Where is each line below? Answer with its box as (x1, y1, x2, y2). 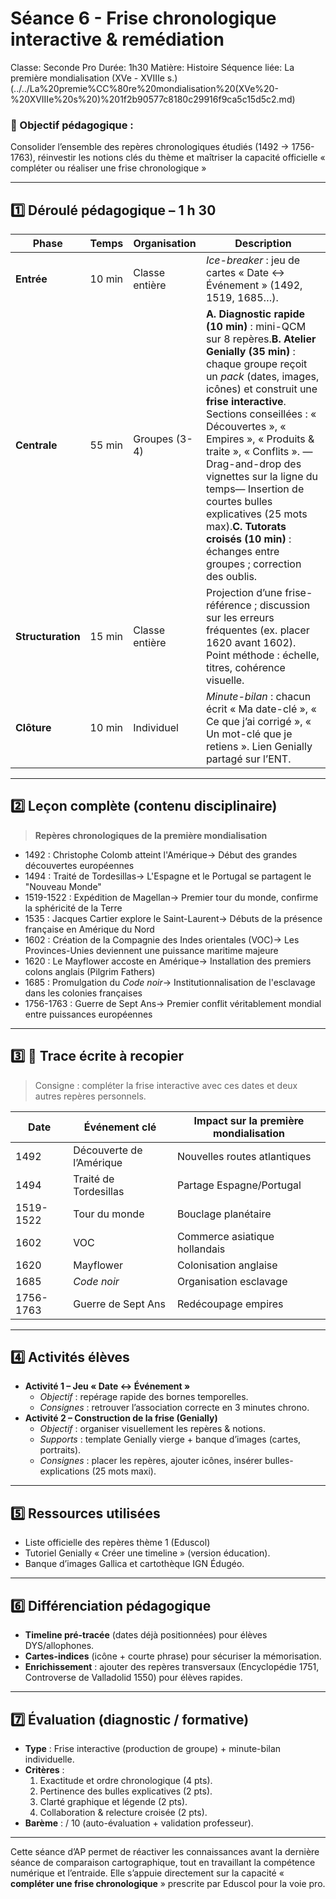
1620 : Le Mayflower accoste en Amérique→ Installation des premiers (24, 955, 312, 967)
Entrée (15, 272, 48, 286)
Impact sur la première (193, 1113, 305, 1127)
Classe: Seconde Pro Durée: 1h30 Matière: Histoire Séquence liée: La (10, 61, 295, 73)
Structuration (15, 630, 81, 644)
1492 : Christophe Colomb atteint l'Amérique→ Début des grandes (24, 848, 298, 861)
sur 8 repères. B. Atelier (205, 332, 317, 346)
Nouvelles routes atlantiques (176, 1149, 312, 1163)
